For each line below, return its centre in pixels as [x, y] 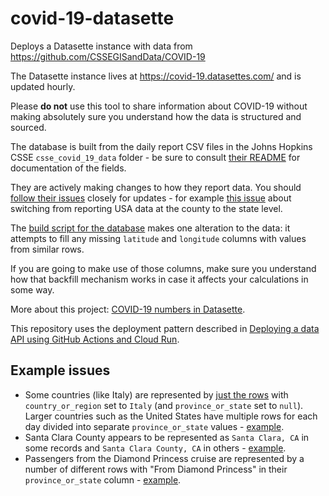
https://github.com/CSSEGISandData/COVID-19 [108, 56]
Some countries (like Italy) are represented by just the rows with [156, 394]
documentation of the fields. [68, 168]
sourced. [28, 127]
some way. [32, 289]
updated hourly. [43, 86]
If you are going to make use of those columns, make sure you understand [163, 268]
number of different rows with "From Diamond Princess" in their [156, 469]
